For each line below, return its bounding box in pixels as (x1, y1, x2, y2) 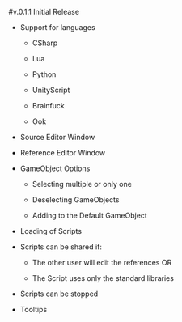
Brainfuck (32, 101, 65, 110)
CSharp (32, 38, 58, 48)
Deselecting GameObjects (32, 195, 120, 205)
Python (32, 70, 57, 79)
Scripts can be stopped (19, 289, 99, 299)
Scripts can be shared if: (19, 242, 103, 252)
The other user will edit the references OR (32, 258, 172, 267)
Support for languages (19, 23, 95, 32)
